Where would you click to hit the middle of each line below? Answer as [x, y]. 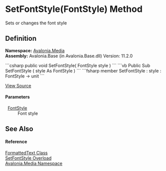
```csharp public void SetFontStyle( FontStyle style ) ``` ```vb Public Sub [78, 65]
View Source [18, 85]
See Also [19, 129]
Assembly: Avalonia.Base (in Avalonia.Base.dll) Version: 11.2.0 [69, 56]
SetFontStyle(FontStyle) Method [74, 9]
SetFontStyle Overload [28, 158]
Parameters [17, 97]
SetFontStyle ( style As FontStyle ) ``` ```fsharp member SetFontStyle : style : [83, 71]
